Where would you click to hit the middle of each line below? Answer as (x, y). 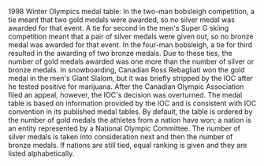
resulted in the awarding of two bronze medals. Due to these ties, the (120, 53)
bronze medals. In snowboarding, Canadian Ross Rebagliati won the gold (127, 70)
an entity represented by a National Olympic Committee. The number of (124, 128)
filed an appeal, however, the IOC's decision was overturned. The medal (125, 95)
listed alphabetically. (41, 153)
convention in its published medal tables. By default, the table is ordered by (130, 112)
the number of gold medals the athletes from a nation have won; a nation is (130, 120)
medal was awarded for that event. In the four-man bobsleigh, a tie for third (130, 45)
